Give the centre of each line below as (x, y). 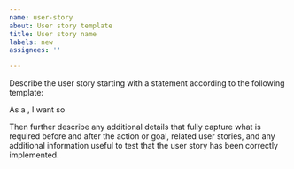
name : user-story (41, 17)
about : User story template (61, 26)
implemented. (34, 155)
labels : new (31, 42)
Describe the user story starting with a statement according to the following (147, 83)
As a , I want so (37, 110)
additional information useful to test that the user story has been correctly (144, 146)
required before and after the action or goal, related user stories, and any (143, 136)
